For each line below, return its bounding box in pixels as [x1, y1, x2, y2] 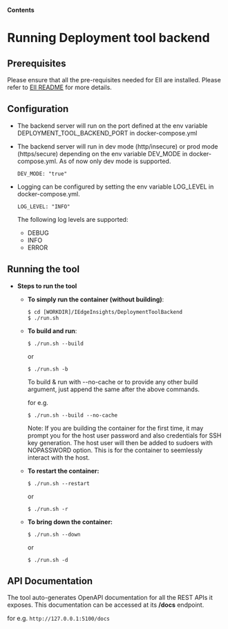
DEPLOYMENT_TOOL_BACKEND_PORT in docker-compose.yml [17, 129, 198, 137]
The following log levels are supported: [17, 215, 129, 223]
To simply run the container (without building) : [27, 295, 164, 303]
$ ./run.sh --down [27, 531, 81, 538]
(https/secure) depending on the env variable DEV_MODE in [17, 149, 188, 158]
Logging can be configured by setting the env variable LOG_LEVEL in [17, 182, 214, 191]
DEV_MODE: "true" [17, 170, 68, 177]
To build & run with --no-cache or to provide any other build [27, 377, 198, 386]
